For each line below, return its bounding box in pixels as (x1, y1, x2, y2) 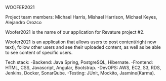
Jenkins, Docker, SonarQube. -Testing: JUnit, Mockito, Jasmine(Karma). (5, 70, 155, 76)
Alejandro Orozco (5, 20, 42, 25)
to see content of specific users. (5, 50, 73, 55)
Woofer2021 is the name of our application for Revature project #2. (5, 29, 145, 35)
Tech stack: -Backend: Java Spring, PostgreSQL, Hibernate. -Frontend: (5, 59, 153, 65)
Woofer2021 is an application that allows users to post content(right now (5, 39, 156, 45)
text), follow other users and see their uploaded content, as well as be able (5, 44, 161, 50)
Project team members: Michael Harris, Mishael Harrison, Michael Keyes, (5, 14, 158, 20)
